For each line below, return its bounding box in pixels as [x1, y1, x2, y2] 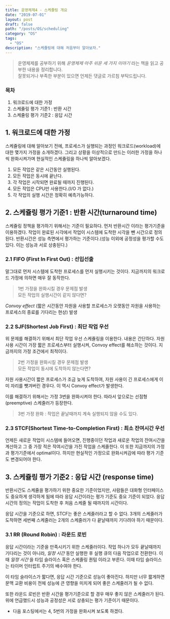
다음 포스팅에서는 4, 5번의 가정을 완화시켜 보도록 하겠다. [12, 608, 124, 614]
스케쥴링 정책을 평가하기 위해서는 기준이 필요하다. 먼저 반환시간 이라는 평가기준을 [5, 223, 165, 229]
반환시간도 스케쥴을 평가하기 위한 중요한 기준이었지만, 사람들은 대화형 [5, 487, 142, 493]
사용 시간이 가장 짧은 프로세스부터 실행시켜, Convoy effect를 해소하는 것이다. [5, 342, 158, 348]
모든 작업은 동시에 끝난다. [12, 173, 63, 179]
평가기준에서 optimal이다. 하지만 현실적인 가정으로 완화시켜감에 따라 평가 [10, 450, 155, 456]
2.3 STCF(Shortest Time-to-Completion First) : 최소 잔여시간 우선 [5, 425, 165, 432]
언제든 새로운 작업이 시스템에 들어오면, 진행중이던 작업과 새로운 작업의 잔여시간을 [5, 437, 165, 443]
